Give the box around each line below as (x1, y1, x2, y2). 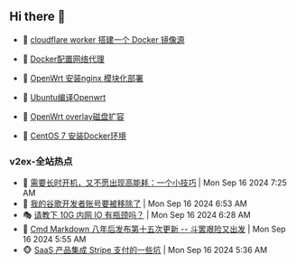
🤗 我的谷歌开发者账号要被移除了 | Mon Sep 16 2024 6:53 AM (22, 198, 248, 209)
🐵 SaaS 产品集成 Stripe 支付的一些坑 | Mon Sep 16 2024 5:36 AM (22, 245, 268, 256)
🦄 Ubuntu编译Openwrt (22, 91, 106, 102)
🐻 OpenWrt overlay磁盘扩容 (22, 110, 125, 122)
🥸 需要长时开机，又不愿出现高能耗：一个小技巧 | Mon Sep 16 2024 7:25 (22, 177, 287, 188)
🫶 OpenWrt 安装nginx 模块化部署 (22, 72, 144, 83)
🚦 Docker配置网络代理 (22, 53, 106, 64)
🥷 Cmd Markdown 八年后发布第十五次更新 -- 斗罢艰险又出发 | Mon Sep (22, 223, 286, 235)
